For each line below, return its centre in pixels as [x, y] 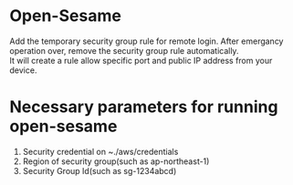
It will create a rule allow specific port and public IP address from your [141, 60]
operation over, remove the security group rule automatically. [124, 50]
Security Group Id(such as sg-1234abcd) [99, 170]
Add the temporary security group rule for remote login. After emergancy [146, 41]
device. [23, 70]
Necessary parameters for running [144, 107]
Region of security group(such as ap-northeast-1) [116, 161]
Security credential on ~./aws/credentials [100, 151]
